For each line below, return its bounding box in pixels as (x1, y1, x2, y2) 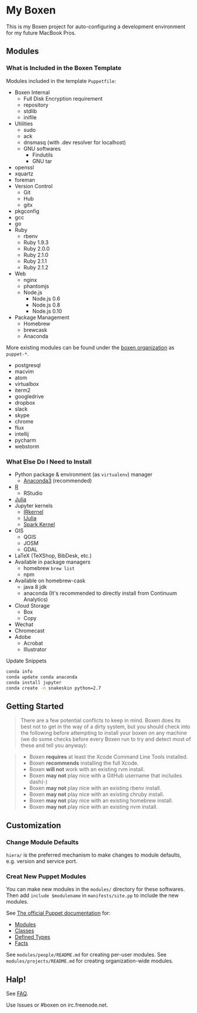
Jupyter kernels (14, 502, 53, 509)
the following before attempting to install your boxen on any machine (20, 729, 187, 737)
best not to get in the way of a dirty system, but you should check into (20, 723, 191, 730)
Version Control (14, 182, 53, 189)
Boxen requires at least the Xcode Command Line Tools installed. (29, 754, 188, 761)
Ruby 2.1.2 (23, 264, 49, 271)
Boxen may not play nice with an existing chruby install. (29, 791, 165, 798)
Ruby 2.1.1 (23, 257, 47, 265)
